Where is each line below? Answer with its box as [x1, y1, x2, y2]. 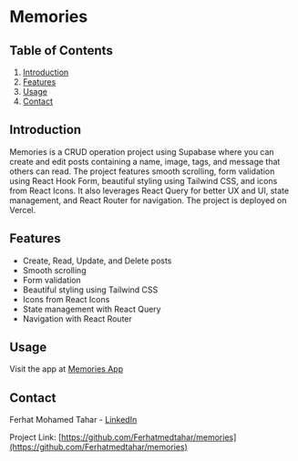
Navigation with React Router [22, 312, 132, 324]
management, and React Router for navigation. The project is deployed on [9, 194, 287, 206]
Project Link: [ [9, 432, 62, 443]
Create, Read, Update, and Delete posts [22, 255, 172, 266]
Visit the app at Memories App [9, 364, 124, 374]
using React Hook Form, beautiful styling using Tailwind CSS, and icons [9, 175, 278, 186]
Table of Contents [9, 43, 114, 58]
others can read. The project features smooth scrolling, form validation [9, 166, 275, 177]
